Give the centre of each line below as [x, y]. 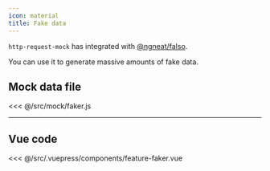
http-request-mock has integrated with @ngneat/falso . [98, 46]
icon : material [34, 16]
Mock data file [45, 86]
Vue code [33, 138]
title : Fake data [37, 23]
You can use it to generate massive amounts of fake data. [104, 62]
